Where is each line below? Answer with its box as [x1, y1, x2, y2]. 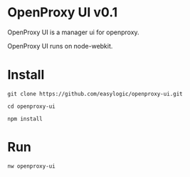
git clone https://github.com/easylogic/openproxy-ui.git [7, 90, 183, 97]
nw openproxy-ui [7, 162, 56, 170]
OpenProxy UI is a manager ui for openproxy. [7, 28, 140, 36]
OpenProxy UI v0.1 [7, 4, 118, 21]
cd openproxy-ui [7, 103, 56, 110]
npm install [7, 115, 43, 122]
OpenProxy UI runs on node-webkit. [7, 41, 113, 50]
